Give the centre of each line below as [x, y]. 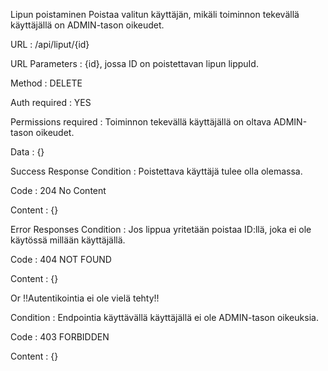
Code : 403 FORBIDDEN [60, 337]
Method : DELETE [46, 83]
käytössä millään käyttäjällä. [68, 240]
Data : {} [27, 152]
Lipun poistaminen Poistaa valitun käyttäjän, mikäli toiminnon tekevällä [155, 14]
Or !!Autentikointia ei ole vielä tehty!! [85, 298]
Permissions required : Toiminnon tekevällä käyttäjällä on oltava [141, 122]
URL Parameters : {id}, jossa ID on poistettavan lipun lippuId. [134, 63]
